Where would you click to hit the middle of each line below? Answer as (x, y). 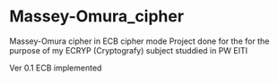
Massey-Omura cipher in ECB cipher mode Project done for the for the (139, 41)
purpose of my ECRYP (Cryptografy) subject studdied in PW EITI (129, 50)
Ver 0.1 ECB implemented (56, 68)
